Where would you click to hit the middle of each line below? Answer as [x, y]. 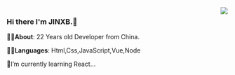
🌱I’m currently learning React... [51, 64]
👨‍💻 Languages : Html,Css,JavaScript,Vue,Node [74, 50]
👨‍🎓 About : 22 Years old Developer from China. [73, 37]
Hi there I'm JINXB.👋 [42, 22]
